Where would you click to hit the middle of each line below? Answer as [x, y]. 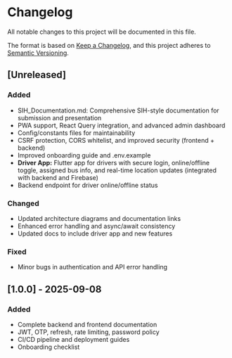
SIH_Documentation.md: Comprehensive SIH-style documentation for [118, 110]
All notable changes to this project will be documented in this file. [102, 32]
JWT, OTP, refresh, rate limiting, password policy [88, 332]
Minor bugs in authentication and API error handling [92, 267]
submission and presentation [59, 117]
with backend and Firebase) [58, 177]
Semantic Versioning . [38, 53]
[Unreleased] [37, 75]
